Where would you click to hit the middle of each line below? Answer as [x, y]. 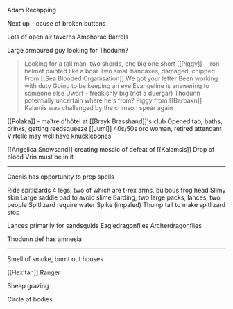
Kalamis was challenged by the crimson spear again [98, 108]
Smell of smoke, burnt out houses [55, 259]
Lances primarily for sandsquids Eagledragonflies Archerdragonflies [105, 226]
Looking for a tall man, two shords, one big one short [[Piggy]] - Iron [122, 64]
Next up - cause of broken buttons [57, 23]
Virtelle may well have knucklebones [59, 136]
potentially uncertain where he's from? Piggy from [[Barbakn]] [113, 100]
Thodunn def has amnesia [44, 239]
